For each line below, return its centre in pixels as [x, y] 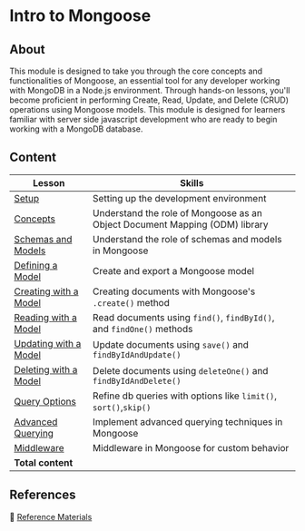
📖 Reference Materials [51, 516]
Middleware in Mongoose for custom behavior [191, 447]
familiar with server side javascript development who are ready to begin [143, 119]
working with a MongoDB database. [76, 129]
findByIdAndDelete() [137, 381]
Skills [192, 182]
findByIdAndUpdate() [137, 354]
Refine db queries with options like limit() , [185, 396]
